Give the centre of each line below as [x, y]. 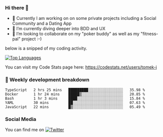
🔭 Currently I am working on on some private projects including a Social [84, 18]
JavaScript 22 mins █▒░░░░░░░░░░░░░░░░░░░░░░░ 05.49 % [75, 107]
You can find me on [25, 129]
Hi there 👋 [17, 8]
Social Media [21, 119]
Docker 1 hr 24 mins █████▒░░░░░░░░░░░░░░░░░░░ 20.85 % [75, 94]
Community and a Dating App [42, 23]
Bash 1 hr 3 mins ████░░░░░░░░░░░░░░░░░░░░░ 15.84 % [75, 98]
